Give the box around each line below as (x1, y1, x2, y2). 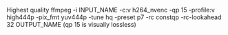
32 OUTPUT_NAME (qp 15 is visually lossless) (6, 21, 137, 28)
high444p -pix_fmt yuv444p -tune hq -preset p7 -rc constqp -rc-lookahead (6, 13, 222, 21)
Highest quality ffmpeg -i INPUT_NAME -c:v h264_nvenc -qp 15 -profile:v (6, 6, 215, 14)
